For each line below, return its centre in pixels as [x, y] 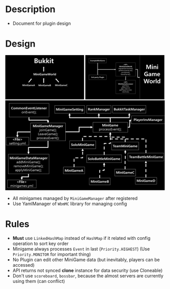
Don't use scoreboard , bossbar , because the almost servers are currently [88, 276]
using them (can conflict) [39, 281]
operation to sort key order [40, 243]
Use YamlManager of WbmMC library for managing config [70, 203]
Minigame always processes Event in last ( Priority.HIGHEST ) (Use [81, 249]
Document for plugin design [41, 23]
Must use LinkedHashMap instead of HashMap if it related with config [81, 238]
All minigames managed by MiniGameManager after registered [75, 198]
